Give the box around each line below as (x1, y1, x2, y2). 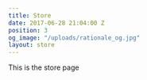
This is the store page (8, 63, 79, 72)
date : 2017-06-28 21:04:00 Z (8, 19, 105, 27)
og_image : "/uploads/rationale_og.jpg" (8, 33, 141, 42)
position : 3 (8, 26, 48, 34)
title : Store (8, 11, 52, 20)
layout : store (8, 41, 56, 49)
